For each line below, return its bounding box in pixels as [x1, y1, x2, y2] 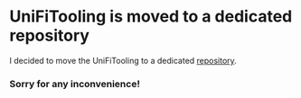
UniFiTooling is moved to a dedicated [9, 6, 293, 27]
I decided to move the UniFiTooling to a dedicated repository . [9, 55, 237, 66]
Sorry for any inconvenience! [9, 77, 140, 90]
